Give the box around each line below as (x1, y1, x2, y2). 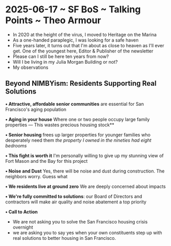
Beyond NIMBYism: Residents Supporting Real (5, 79, 157, 88)
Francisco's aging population (5, 106, 67, 112)
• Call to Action (5, 209, 38, 215)
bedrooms (5, 142, 27, 148)
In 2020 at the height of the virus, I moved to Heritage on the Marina (12, 31, 157, 37)
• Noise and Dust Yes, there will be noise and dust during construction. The (5, 168, 165, 174)
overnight (12, 224, 33, 230)
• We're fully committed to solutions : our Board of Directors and (5, 193, 142, 199)
